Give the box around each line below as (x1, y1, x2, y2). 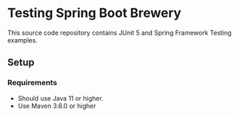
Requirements (7, 78, 58, 88)
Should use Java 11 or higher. (17, 94, 103, 102)
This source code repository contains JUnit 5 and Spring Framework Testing (7, 28, 232, 37)
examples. (7, 35, 38, 44)
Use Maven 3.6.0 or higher (17, 101, 96, 110)
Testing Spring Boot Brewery (7, 5, 182, 21)
